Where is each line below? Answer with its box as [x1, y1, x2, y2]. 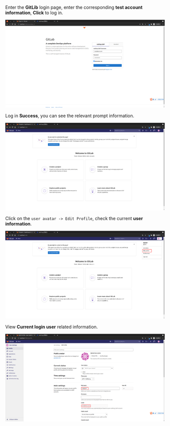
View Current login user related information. [5, 324, 98, 330]
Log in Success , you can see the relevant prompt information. [5, 113, 135, 119]
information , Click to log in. [5, 10, 63, 16]
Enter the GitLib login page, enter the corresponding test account [5, 5, 143, 10]
